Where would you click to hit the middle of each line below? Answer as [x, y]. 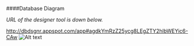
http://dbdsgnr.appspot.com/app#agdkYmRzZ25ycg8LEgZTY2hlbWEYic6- [97, 31]
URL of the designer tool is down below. [55, 20]
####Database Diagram [35, 8]
